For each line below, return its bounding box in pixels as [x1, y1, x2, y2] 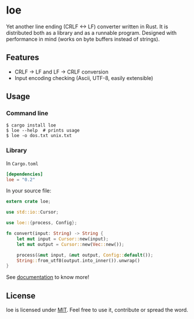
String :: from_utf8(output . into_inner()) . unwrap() [16, 257, 141, 264]
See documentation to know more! [6, 274, 90, 281]
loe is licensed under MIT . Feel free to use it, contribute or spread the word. [6, 307, 189, 314]
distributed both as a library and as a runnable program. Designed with [6, 29, 177, 36]
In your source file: [6, 187, 52, 194]
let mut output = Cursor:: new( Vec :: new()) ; [16, 241, 125, 247]
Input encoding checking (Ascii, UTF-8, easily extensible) [14, 74, 154, 81]
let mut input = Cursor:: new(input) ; [16, 236, 109, 242]
